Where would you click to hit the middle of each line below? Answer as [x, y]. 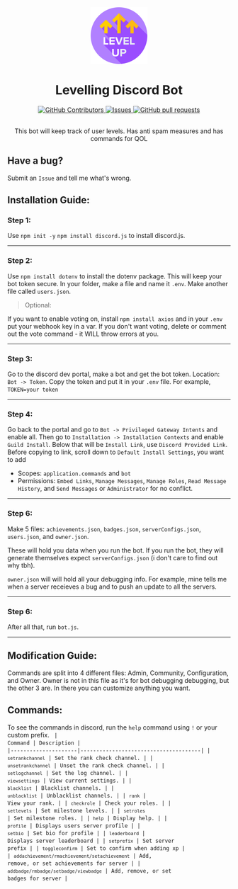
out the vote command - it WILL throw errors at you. [83, 334]
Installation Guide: [49, 200]
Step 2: [20, 261]
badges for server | [38, 878]
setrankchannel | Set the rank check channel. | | [80, 758]
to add [17, 460]
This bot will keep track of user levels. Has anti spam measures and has [119, 131]
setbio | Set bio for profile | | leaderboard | [76, 833]
